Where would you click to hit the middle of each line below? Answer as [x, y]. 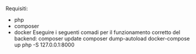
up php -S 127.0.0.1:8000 [44, 45]
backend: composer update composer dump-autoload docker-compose [102, 38]
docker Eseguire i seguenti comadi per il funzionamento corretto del [97, 32]
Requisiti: [17, 9]
